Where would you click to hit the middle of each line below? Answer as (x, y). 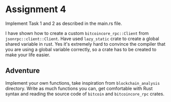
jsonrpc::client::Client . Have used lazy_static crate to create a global (82, 39)
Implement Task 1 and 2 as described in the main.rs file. (64, 23)
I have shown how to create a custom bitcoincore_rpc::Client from (77, 33)
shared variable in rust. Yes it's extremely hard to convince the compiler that (86, 44)
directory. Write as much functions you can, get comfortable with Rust (79, 88)
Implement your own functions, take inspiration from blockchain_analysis (82, 83)
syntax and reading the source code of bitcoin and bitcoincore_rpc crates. (85, 94)
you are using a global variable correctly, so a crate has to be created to (81, 49)
